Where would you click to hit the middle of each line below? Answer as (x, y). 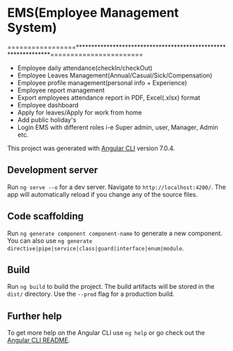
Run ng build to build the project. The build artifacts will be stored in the (111, 287)
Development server (53, 170)
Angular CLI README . (39, 341)
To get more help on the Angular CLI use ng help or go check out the (106, 333)
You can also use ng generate (50, 240)
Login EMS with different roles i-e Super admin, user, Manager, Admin (118, 127)
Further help (35, 316)
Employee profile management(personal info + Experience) (102, 82)
